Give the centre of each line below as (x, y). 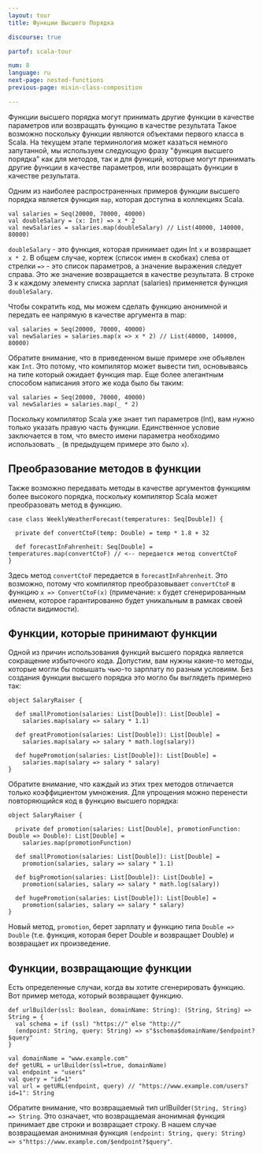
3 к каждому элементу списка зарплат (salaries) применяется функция (128, 283)
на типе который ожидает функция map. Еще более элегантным (116, 374)
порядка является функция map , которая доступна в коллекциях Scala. (126, 199)
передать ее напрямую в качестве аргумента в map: (98, 315)
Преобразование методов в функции (105, 469)
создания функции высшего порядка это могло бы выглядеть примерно (130, 678)
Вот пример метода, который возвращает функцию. (96, 996)
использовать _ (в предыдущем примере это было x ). (99, 444)
